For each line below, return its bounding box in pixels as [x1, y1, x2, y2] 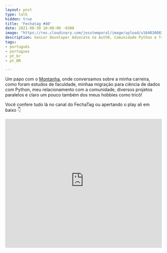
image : [5, 30, 19, 35]
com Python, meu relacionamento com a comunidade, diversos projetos [5, 86, 153, 92]
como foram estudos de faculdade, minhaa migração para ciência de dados [5, 82, 161, 87]
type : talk [5, 12, 28, 17]
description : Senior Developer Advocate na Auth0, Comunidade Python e [5, 35, 157, 40]
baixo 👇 [5, 107, 21, 113]
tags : [5, 40, 16, 45]
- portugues [5, 49, 30, 54]
